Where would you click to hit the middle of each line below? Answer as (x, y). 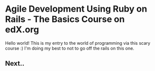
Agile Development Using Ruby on (76, 9)
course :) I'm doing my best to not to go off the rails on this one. (70, 48)
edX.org (22, 30)
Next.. (15, 63)
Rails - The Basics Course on (65, 19)
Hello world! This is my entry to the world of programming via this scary (78, 43)
